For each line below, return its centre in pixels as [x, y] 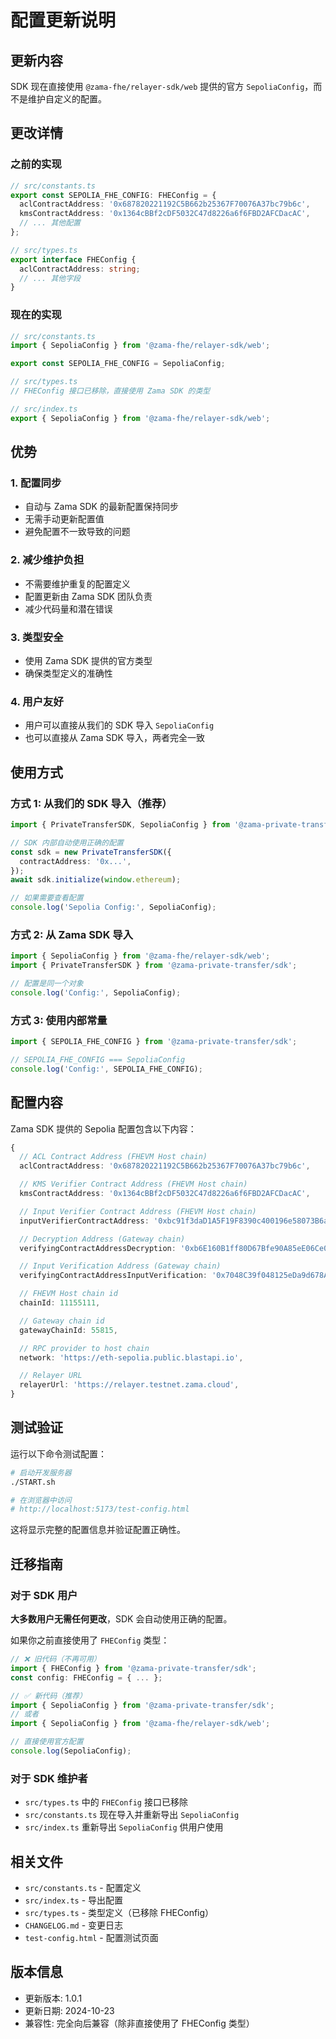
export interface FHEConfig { [73, 259]
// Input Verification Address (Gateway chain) [120, 1266]
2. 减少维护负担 [47, 560]
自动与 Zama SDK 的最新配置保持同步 [101, 507]
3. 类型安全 [37, 637]
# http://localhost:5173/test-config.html [100, 1509]
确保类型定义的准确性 [68, 673]
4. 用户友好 [37, 701]
